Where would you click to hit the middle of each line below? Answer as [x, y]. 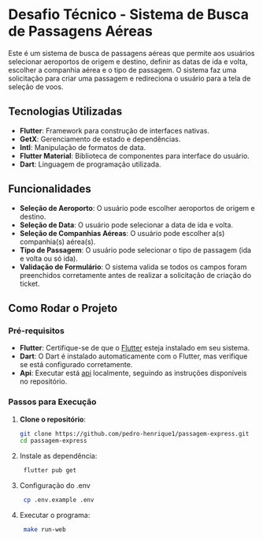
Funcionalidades [50, 189]
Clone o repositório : [53, 419]
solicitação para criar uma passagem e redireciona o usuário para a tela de [130, 78]
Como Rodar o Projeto [63, 308]
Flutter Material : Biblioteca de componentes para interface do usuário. [134, 156]
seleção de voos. [36, 86]
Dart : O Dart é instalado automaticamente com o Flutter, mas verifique [133, 356]
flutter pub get [50, 471]
